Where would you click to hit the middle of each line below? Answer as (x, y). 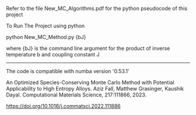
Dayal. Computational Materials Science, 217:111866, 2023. (76, 95)
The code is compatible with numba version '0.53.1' (68, 71)
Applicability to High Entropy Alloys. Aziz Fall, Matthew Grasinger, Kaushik (95, 89)
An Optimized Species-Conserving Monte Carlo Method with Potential (90, 82)
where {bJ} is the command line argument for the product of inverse (88, 48)
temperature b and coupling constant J (53, 54)
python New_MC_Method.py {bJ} (46, 37)
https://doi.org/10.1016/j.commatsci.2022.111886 (63, 106)
